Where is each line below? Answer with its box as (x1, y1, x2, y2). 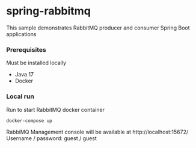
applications (6, 30, 37, 37)
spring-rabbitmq (6, 4, 91, 18)
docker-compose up (6, 117, 52, 124)
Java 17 (14, 71, 34, 78)
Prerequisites (6, 45, 46, 54)
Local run (6, 92, 34, 100)
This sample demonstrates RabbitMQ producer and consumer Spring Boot (6, 24, 191, 31)
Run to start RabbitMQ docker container (6, 106, 105, 113)
